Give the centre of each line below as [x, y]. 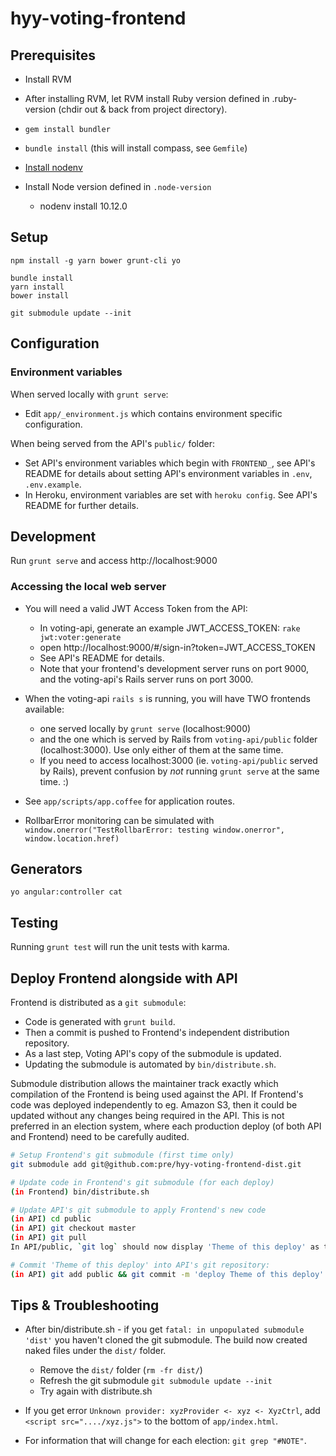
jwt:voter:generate [80, 637]
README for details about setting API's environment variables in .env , [168, 473]
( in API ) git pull [48, 1238]
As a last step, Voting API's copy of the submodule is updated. [153, 1054]
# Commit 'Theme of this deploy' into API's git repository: [140, 1265]
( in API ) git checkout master [73, 1228]
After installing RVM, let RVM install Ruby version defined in [147, 98]
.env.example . [53, 484]
